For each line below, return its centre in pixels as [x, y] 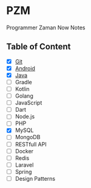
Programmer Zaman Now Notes [46, 27]
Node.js [25, 117]
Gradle [23, 82]
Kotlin [22, 89]
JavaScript [29, 103]
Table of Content [39, 47]
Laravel [24, 165]
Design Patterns [35, 178]
